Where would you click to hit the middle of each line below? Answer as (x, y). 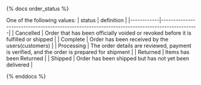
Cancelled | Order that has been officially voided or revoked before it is (103, 33)
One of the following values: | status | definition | (67, 20)
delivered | (20, 65)
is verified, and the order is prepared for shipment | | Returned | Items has (98, 52)
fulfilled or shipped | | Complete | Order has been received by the (88, 39)
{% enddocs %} (26, 76)
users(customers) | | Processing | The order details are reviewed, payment (99, 45)
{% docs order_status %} (38, 9)
